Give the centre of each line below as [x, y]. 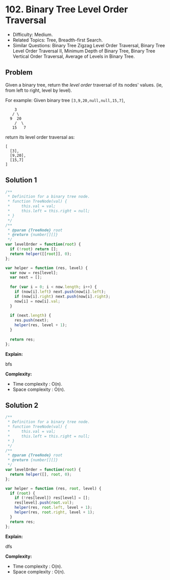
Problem [19, 73]
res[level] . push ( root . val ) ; [44, 503]
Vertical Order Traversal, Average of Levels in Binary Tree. [74, 56]
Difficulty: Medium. [33, 34]
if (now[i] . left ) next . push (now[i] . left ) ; [60, 292]
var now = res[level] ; [34, 273]
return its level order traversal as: [40, 137]
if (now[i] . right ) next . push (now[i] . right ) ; [63, 296]
